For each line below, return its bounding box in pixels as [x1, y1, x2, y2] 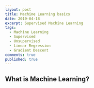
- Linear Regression [9, 43, 51, 48]
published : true [5, 57, 38, 62]
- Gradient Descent [9, 48, 49, 53]
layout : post [5, 7, 31, 12]
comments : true [5, 52, 36, 57]
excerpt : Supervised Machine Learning [5, 20, 83, 26]
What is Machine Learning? [5, 75, 90, 83]
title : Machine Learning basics [5, 12, 70, 17]
